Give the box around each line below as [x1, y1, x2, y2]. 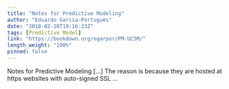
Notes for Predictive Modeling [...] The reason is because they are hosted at [7, 66, 222, 75]
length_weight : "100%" [7, 42, 72, 49]
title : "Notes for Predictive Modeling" [7, 10, 125, 17]
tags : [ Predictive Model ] [7, 29, 81, 36]
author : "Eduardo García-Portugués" [7, 16, 112, 23]
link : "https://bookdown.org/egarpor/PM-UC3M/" [7, 36, 146, 42]
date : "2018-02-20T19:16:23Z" [7, 23, 94, 29]
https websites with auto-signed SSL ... [7, 74, 118, 82]
